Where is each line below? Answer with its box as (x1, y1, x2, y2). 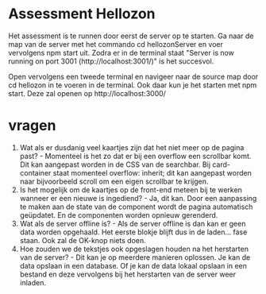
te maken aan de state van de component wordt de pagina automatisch (19, 202, 253, 211)
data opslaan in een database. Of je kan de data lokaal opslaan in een (19, 261, 248, 270)
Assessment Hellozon (8, 5, 156, 23)
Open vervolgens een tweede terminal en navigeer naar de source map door (8, 72, 259, 81)
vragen (8, 117, 56, 135)
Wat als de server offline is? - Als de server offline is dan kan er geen (19, 219, 246, 228)
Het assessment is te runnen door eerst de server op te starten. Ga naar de (8, 31, 254, 41)
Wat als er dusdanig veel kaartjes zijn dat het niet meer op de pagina (19, 142, 245, 152)
